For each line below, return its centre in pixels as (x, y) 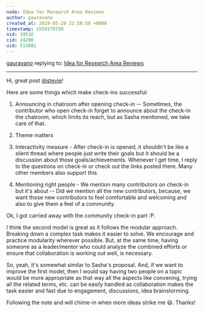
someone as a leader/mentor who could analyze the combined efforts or (97, 246)
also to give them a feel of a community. (65, 203)
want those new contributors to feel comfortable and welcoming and (101, 197)
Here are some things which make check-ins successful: (77, 92)
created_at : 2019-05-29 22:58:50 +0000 (57, 23)
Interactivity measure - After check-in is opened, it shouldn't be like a (102, 147)
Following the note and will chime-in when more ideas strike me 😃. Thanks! (101, 302)
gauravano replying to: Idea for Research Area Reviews (75, 63)
